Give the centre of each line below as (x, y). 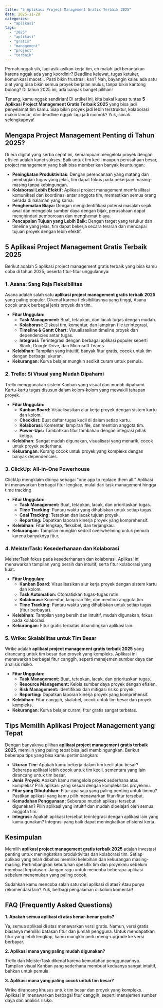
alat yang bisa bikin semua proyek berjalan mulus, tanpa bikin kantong (75, 84)
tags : (10, 28)
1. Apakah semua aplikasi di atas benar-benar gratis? (60, 917)
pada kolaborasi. (29, 620)
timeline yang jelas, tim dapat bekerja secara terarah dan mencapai (79, 226)
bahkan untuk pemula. (27, 971)
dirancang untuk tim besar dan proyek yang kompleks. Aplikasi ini (71, 654)
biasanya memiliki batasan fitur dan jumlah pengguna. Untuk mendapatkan (80, 931)
